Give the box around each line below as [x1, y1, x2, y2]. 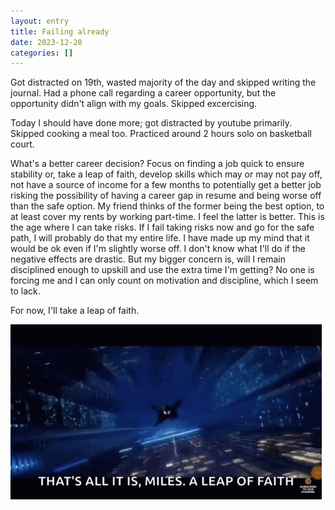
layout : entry [10, 16, 70, 26]
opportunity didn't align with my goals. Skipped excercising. [10, 98, 258, 110]
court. [10, 138, 35, 150]
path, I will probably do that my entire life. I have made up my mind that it [10, 232, 310, 244]
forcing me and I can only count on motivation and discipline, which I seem [10, 275, 319, 287]
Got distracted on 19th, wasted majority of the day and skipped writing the [10, 76, 317, 89]
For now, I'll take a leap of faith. [10, 305, 140, 317]
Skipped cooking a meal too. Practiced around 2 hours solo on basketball [10, 128, 312, 140]
